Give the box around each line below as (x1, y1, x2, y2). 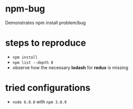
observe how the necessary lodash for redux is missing (12, 64, 128, 70)
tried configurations (5, 82, 90, 93)
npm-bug (5, 3, 45, 15)
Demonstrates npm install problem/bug (5, 20, 86, 26)
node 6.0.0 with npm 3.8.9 (12, 98, 67, 104)
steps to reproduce (5, 37, 86, 49)
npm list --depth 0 (12, 60, 54, 65)
